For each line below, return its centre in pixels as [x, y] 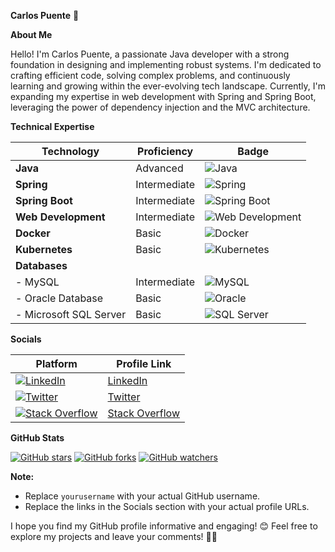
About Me [31, 34]
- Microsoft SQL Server [71, 314]
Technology [70, 151]
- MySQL [37, 282]
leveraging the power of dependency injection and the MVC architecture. [160, 107]
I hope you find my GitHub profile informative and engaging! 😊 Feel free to [164, 526]
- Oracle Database [59, 298]
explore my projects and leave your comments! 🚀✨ [114, 536]
